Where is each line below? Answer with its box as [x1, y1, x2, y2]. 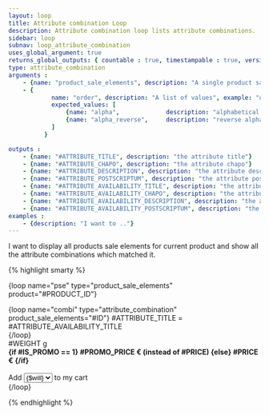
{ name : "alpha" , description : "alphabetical [65, 109, 260, 117]
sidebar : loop [8, 34, 56, 42]
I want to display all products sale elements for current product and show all [8, 241, 259, 251]
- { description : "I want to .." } [22, 219, 134, 228]
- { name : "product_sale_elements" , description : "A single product [22, 78, 252, 86]
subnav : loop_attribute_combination [8, 42, 130, 50]
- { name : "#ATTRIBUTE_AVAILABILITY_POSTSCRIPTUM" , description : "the [22, 205, 260, 213]
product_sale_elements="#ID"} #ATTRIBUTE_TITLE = [8, 313, 183, 323]
